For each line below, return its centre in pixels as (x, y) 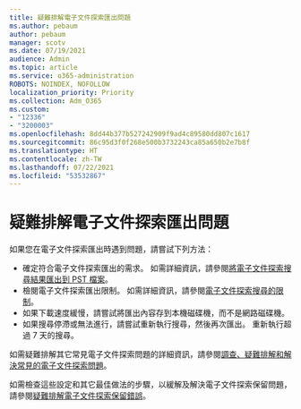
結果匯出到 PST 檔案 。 (72, 279)
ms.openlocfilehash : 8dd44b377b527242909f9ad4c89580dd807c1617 (130, 134)
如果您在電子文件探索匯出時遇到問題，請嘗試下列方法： (111, 249)
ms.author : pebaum (43, 26)
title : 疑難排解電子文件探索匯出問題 (70, 17)
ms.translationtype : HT (54, 150)
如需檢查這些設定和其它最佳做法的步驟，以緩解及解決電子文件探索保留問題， (150, 385)
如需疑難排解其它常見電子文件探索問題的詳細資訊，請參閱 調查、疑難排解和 (146, 354)
